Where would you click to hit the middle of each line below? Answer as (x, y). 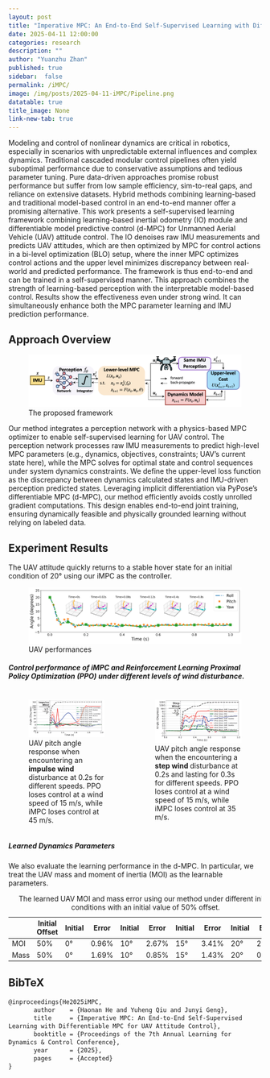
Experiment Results (58, 548)
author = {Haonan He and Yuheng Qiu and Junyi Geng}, (131, 1010)
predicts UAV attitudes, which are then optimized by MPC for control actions (135, 246)
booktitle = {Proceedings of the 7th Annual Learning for (132, 1034)
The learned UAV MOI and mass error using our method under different (136, 899)
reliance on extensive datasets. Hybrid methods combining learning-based (132, 194)
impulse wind (51, 769)
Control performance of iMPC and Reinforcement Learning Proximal (125, 668)
